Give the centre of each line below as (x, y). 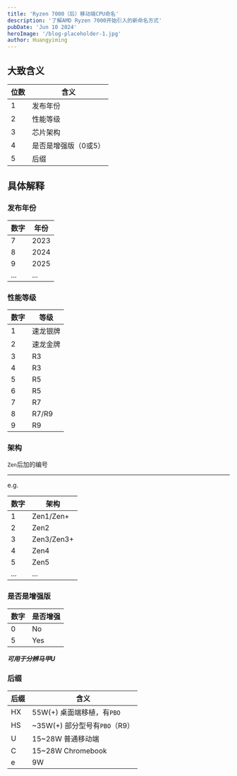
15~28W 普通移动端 (66, 739)
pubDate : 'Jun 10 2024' (42, 27)
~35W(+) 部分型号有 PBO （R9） (83, 725)
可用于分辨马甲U (31, 659)
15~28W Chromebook (69, 751)
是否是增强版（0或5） (68, 146)
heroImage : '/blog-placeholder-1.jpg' (64, 34)
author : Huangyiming (38, 40)
